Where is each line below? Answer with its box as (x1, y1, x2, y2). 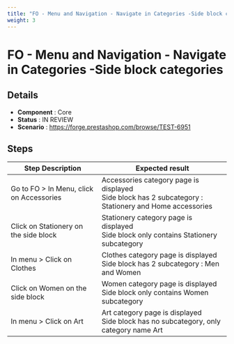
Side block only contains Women (101, 287, 209, 297)
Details (7, 89, 38, 101)
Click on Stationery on (10, 221, 84, 231)
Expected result (135, 163, 189, 173)
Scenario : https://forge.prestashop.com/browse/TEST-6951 (17, 123, 191, 131)
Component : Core (17, 107, 72, 116)
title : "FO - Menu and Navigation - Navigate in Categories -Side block (7, 10, 223, 17)
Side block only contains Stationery (101, 230, 217, 240)
